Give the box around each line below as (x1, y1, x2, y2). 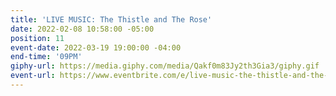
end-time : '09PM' (10, 52, 83, 62)
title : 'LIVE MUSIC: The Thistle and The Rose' (10, 14, 213, 25)
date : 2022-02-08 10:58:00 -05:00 (10, 24, 155, 34)
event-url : (10, 71, 56, 81)
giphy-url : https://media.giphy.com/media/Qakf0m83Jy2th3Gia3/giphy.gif (10, 61, 320, 71)
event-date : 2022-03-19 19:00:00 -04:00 (10, 42, 182, 53)
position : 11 (10, 33, 65, 43)
